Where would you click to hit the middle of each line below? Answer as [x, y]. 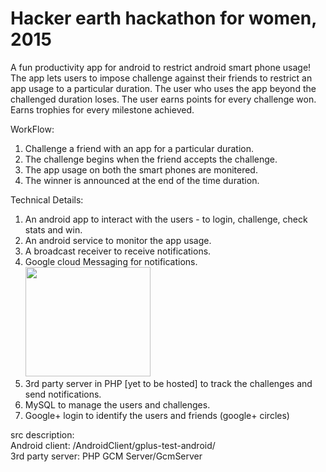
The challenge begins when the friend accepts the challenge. [151, 159]
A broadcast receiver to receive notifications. [118, 251]
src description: [42, 434]
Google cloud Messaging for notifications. [111, 261]
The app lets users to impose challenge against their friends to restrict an [161, 78]
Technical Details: [47, 199]
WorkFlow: [32, 129]
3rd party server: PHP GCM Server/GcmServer [106, 456]
